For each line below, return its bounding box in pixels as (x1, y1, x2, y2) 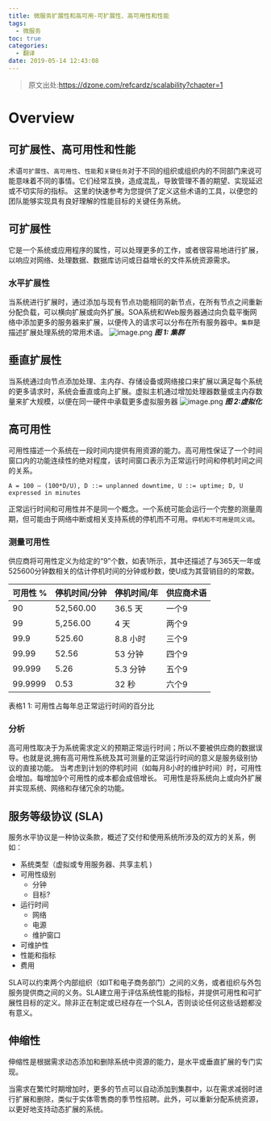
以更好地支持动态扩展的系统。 (8, 1104, 107, 1114)
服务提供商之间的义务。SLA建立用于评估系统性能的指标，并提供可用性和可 (8, 988, 256, 997)
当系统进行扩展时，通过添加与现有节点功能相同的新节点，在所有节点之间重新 (8, 296, 263, 307)
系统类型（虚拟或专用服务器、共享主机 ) (19, 859, 152, 869)
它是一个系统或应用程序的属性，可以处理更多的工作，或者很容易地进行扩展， (8, 245, 263, 254)
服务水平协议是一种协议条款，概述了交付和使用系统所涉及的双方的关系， (8, 833, 248, 842)
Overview (8, 109, 75, 128)
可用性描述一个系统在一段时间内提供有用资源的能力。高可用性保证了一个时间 (8, 445, 263, 455)
